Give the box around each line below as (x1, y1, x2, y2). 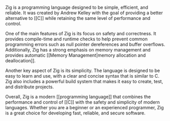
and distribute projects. (5, 84, 54, 90)
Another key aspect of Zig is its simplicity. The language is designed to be (5, 67, 160, 74)
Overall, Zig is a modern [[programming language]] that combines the (5, 94, 151, 100)
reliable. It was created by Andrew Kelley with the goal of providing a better (5, 10, 163, 16)
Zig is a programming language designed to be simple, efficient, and (5, 5, 149, 10)
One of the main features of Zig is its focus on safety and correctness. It (5, 31, 156, 36)
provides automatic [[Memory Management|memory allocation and (5, 52, 146, 58)
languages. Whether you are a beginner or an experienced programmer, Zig (5, 105, 164, 110)
